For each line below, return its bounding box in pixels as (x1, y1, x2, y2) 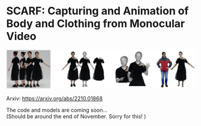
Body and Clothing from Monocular (6, 17, 185, 30)
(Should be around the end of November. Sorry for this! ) (6, 112, 146, 120)
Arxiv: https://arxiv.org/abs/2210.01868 (6, 94, 103, 102)
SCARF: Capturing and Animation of (6, 4, 189, 18)
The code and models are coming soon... (6, 106, 108, 113)
